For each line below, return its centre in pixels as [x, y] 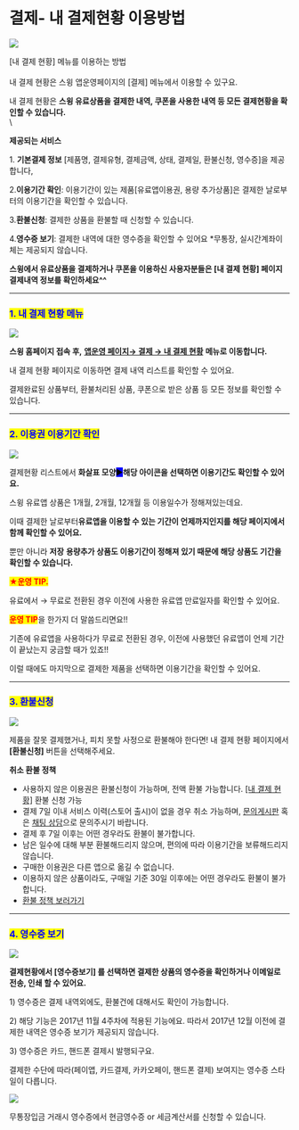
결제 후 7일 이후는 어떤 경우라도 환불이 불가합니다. [109, 833]
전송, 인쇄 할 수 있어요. [48, 983]
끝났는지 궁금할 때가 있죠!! [64, 649]
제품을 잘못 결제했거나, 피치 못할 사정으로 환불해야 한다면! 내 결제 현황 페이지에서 [149, 739]
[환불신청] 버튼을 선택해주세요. [62, 751]
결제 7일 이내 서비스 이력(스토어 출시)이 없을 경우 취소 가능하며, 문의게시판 [150, 811]
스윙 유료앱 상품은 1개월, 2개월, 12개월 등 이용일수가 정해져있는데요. [126, 502]
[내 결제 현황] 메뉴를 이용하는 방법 [68, 61]
